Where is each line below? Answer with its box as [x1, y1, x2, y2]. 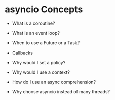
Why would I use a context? [12, 69, 70, 75]
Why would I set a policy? [12, 59, 66, 65]
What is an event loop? [12, 30, 60, 36]
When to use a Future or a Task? [12, 39, 80, 46]
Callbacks [12, 49, 33, 56]
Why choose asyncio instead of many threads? [12, 88, 110, 94]
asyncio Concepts [5, 4, 83, 15]
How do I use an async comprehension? [12, 79, 96, 85]
